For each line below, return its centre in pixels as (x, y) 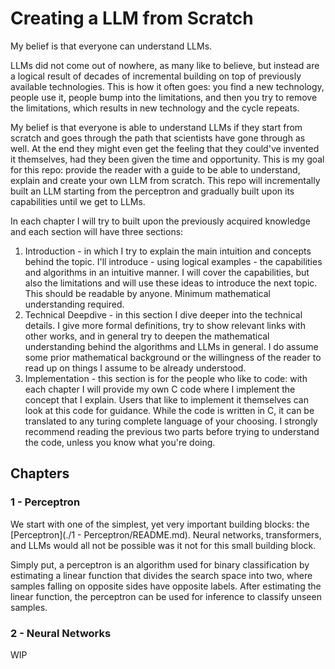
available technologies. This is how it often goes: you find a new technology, (167, 86)
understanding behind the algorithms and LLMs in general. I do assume (171, 346)
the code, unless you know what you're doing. (120, 442)
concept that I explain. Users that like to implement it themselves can (166, 399)
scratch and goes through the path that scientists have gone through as (158, 138)
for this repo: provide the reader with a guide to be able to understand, (155, 169)
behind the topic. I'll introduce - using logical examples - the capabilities (173, 261)
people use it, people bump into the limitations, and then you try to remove (164, 97)
